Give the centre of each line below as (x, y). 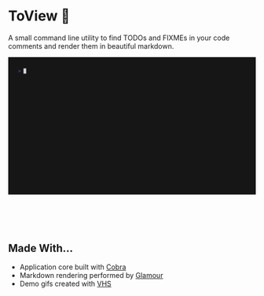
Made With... (40, 248)
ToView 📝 (39, 16)
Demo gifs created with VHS (65, 284)
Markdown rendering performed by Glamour (91, 276)
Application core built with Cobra (73, 267)
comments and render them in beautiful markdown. (91, 46)
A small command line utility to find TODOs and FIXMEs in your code (119, 38)
